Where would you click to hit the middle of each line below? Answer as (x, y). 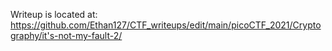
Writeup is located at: (54, 14)
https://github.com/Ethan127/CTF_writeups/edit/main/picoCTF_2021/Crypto (166, 25)
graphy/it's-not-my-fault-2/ (66, 35)
